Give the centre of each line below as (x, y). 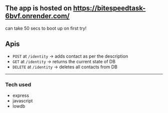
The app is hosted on (38, 8)
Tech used (18, 84)
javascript (22, 100)
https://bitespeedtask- (109, 8)
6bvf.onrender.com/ (37, 16)
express (20, 95)
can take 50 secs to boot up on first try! (46, 28)
